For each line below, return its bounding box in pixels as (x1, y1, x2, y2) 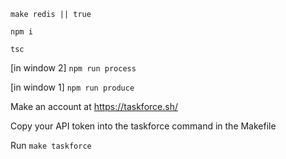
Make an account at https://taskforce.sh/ (10, 101, 178, 112)
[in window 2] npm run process (10, 62, 137, 74)
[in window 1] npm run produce (10, 81, 135, 93)
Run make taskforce (10, 140, 92, 151)
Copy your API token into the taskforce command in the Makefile (10, 120, 277, 132)
